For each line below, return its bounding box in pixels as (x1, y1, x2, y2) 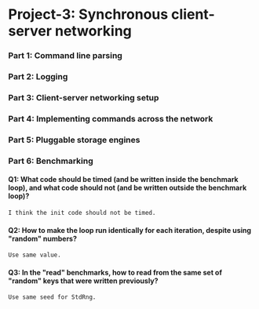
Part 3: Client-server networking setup (8, 92, 159, 103)
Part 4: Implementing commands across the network (8, 113, 213, 124)
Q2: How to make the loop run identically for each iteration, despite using (8, 225, 252, 234)
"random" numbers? (8, 234, 77, 243)
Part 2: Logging (8, 71, 68, 82)
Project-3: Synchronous (8, 5, 169, 24)
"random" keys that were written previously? (8, 276, 159, 285)
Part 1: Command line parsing (8, 50, 123, 61)
